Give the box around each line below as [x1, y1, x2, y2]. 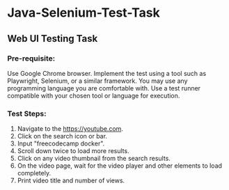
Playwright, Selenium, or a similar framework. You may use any [7, 77, 188, 85]
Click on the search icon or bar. [17, 132, 108, 141]
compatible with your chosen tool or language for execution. [7, 91, 180, 100]
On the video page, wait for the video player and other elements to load [17, 161, 223, 170]
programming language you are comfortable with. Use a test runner [7, 84, 200, 92]
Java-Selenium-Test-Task [7, 5, 160, 21]
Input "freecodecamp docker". [17, 139, 105, 148]
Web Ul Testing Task [7, 33, 98, 45]
